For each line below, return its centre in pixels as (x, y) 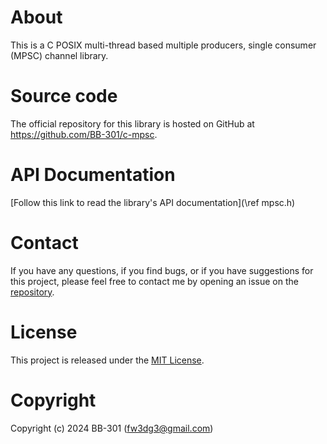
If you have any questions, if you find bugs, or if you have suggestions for (162, 270)
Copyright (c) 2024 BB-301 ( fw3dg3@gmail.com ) (112, 428)
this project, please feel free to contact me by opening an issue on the (154, 281)
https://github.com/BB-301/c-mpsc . (84, 134)
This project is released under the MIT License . (107, 360)
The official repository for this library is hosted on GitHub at (132, 123)
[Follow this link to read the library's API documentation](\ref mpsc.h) (153, 202)
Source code (64, 96)
